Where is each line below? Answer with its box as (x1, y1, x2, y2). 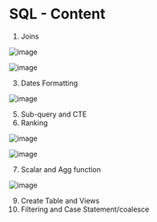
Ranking (20, 117, 48, 127)
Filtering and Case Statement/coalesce (20, 204, 150, 214)
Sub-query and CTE (20, 109, 87, 119)
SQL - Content (9, 5, 106, 23)
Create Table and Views (20, 195, 100, 205)
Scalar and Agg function (20, 164, 102, 174)
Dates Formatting (20, 78, 78, 88)
